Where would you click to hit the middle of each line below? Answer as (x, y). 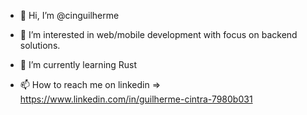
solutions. (40, 45)
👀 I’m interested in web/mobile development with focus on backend (158, 34)
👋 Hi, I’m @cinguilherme (69, 15)
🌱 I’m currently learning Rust (78, 64)
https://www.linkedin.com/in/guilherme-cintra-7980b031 (136, 99)
